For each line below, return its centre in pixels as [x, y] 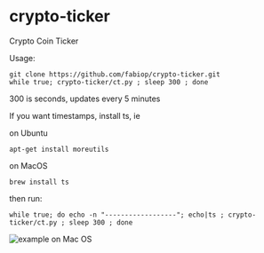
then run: [26, 198]
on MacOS [28, 165]
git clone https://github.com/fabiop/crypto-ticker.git [115, 74]
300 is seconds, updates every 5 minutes [85, 99]
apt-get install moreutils [59, 149]
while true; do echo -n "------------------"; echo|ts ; [117, 215]
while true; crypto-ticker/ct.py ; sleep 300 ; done [109, 82]
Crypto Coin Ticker [44, 41]
